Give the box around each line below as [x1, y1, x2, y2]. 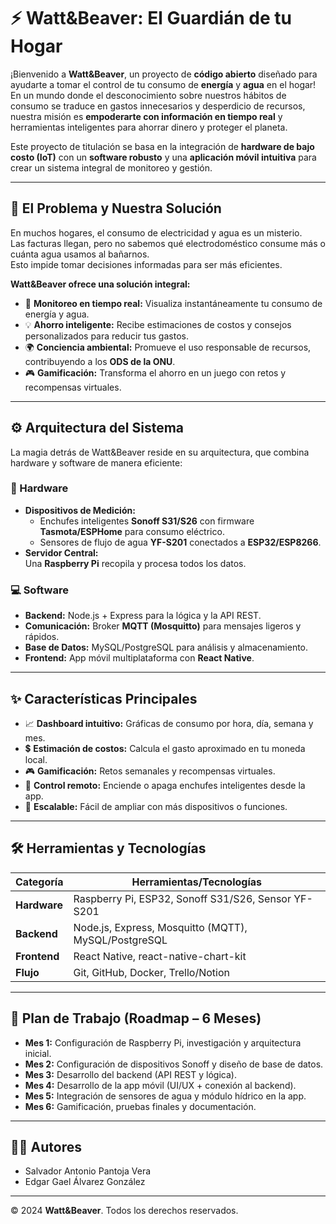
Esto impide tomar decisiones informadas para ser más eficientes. [10, 258, 283, 270]
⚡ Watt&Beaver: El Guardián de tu [10, 7, 292, 30]
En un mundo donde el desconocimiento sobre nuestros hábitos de [10, 89, 287, 101]
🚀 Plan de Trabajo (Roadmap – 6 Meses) [10, 1010, 262, 1027]
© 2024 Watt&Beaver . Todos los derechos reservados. [10, 1205, 239, 1217]
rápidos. [24, 631, 60, 643]
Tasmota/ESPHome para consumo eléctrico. [39, 525, 225, 537]
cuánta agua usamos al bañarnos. [10, 248, 150, 260]
